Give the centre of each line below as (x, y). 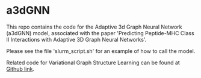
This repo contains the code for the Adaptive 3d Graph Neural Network (94, 27)
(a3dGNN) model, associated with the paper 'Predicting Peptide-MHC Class (100, 33)
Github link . (20, 68)
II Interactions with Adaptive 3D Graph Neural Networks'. (76, 39)
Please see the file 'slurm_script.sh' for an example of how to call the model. (101, 51)
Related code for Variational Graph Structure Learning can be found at (93, 63)
